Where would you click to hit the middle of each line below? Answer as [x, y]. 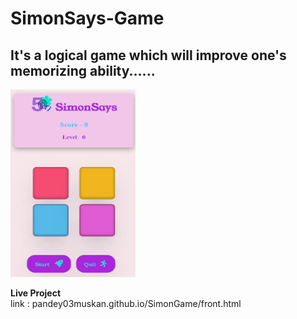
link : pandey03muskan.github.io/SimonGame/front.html [126, 303]
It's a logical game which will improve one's [148, 55]
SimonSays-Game [87, 18]
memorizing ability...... [83, 70]
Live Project [36, 293]
